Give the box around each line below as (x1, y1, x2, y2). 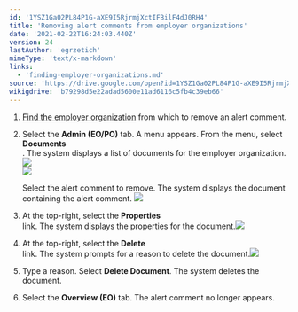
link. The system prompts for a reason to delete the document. (21, 248, 251, 259)
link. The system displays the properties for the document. (21, 221, 237, 231)
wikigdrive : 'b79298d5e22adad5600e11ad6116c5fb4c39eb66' (9, 87, 224, 96)
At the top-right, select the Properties (21, 210, 161, 221)
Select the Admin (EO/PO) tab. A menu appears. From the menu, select (21, 129, 283, 139)
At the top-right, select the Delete (21, 238, 146, 248)
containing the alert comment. (21, 192, 133, 204)
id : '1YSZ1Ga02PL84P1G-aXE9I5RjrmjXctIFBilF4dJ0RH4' (9, 12, 208, 22)
